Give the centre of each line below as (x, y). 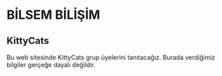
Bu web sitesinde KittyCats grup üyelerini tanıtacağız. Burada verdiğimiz (111, 57)
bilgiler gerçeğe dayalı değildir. (51, 65)
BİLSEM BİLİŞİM (53, 15)
